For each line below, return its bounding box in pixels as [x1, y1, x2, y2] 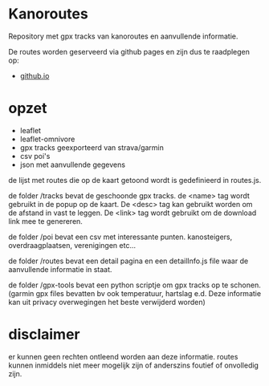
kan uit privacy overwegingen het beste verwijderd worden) [8, 297, 206, 307]
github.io [19, 71, 50, 80]
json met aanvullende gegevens [19, 160, 126, 169]
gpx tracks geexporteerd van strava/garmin [19, 142, 165, 152]
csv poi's [19, 151, 51, 160]
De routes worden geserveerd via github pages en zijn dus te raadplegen [8, 47, 251, 56]
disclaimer [8, 326, 80, 343]
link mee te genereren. [8, 216, 83, 226]
